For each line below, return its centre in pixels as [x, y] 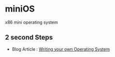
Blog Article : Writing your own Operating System [61, 49]
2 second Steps [29, 37]
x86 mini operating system [31, 22]
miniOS [20, 9]
